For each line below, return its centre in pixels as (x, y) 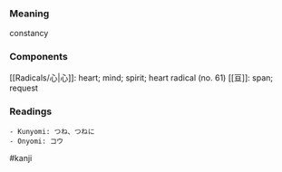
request (24, 88)
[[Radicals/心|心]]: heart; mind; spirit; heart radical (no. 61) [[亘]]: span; (141, 77)
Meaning (29, 14)
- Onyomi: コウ (36, 141)
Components (39, 57)
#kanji (21, 158)
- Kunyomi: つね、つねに (52, 131)
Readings (31, 111)
